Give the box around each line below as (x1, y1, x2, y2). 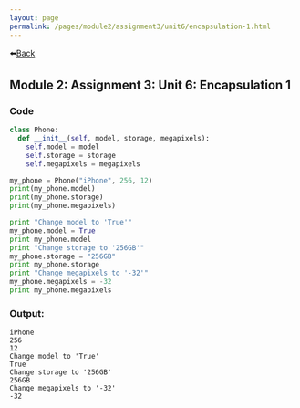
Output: (9, 307, 45, 319)
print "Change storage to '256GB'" (9, 243, 145, 252)
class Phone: (9, 125, 59, 135)
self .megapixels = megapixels (26, 159, 141, 169)
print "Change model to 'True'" (9, 218, 132, 227)
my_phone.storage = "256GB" (9, 252, 117, 261)
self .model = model (26, 142, 100, 152)
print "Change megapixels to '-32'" (9, 268, 149, 278)
